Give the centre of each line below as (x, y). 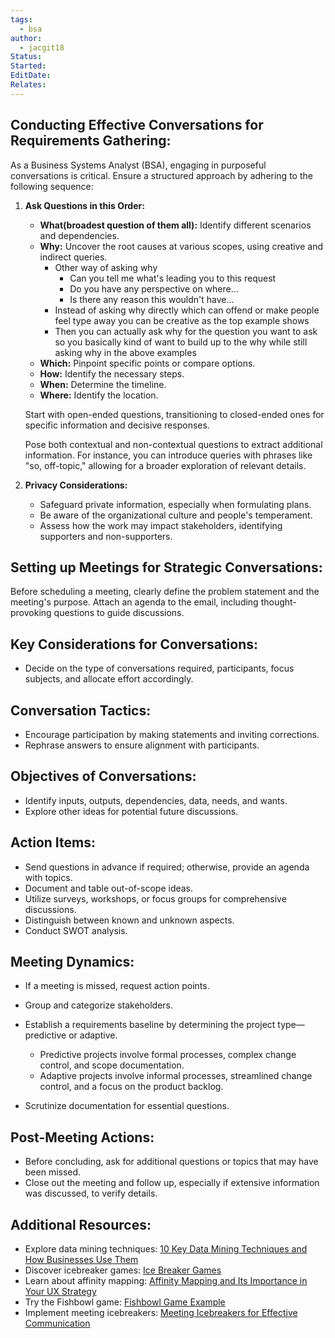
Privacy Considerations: (76, 485)
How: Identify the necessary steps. (112, 373)
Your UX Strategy (60, 1292)
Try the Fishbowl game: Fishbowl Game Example (125, 1302)
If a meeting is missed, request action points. (117, 986)
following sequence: (52, 186)
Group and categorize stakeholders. (99, 1005)
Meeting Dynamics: (72, 962)
